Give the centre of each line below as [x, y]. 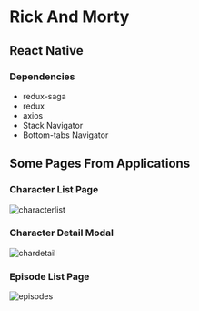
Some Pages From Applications [100, 164]
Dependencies [42, 77]
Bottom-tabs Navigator [65, 135]
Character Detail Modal [61, 233]
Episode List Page [50, 276]
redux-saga [44, 96]
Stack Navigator [53, 125]
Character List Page [54, 190]
